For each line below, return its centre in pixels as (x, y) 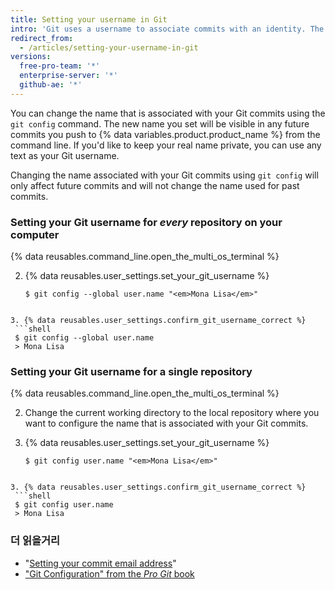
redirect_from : (42, 38)
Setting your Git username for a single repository (131, 371)
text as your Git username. (65, 155)
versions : (31, 57)
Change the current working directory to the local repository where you (172, 413)
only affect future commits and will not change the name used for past (155, 185)
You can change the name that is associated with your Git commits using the (168, 113)
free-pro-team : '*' (60, 66)
